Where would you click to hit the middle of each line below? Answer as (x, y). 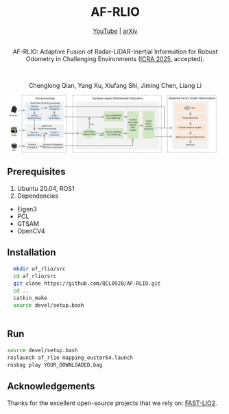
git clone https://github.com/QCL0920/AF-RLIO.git (87, 284)
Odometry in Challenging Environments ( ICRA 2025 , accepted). (115, 58)
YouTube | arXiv (115, 31)
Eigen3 (27, 209)
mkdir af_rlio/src (40, 269)
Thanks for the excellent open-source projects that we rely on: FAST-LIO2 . (112, 403)
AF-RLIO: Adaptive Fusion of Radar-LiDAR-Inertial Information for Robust (115, 51)
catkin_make (31, 298)
